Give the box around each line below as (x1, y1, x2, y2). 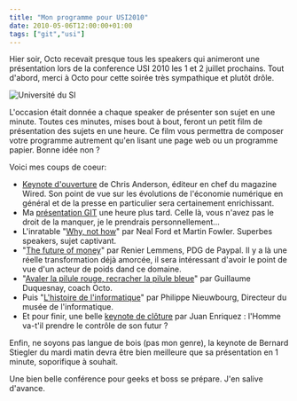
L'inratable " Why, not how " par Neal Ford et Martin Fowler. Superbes (21, 226, 273, 237)
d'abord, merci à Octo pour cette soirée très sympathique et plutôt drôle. (9, 73, 275, 83)
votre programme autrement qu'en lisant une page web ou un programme (9, 135, 278, 146)
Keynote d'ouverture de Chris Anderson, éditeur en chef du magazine (21, 179, 277, 190)
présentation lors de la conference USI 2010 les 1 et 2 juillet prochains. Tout (9, 63, 285, 74)
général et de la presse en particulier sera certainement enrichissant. (21, 198, 275, 208)
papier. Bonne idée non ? (9, 145, 100, 155)
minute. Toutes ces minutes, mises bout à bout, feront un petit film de (9, 116, 263, 127)
